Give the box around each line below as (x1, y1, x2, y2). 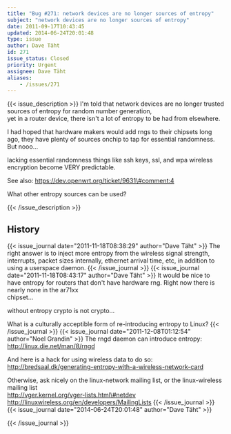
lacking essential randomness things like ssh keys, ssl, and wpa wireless (7, 156, 213, 164)
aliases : (7, 74, 32, 82)
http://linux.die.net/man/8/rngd (7, 342, 95, 350)
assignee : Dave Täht (7, 68, 67, 75)
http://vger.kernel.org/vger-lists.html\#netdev (7, 391, 137, 399)
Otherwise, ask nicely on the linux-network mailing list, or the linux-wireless (7, 376, 222, 384)
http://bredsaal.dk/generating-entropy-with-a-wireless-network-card (7, 363, 204, 371)
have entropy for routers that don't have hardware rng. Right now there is (7, 279, 215, 287)
